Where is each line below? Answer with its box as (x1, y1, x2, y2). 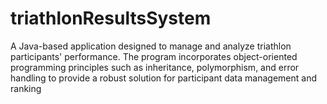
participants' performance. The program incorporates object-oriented (10, 50, 298, 62)
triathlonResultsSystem (10, 7, 212, 30)
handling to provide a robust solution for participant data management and (10, 72, 317, 84)
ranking (10, 82, 42, 94)
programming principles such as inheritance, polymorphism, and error (10, 61, 300, 73)
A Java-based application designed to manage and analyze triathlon (10, 40, 292, 52)
